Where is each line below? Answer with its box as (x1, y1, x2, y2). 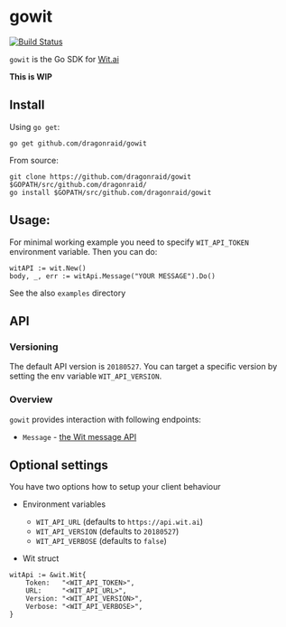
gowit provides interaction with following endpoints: (9, 414, 201, 425)
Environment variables (22, 499, 106, 510)
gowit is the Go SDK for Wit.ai (9, 53, 120, 64)
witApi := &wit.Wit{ (9, 571, 88, 580)
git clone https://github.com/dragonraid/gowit (9, 172, 192, 182)
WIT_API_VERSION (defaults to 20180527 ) (35, 526, 180, 537)
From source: (9, 154, 59, 165)
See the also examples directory (9, 287, 126, 298)
